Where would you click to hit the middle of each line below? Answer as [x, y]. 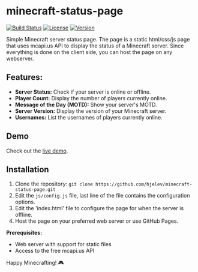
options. [25, 202]
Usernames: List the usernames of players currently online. [89, 117]
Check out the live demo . [37, 151]
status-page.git [35, 190]
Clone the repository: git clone [54, 184]
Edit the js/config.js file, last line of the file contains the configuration [102, 196]
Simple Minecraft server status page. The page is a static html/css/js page [98, 39]
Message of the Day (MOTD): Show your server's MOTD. [86, 104]
